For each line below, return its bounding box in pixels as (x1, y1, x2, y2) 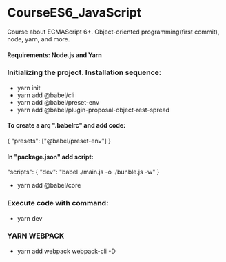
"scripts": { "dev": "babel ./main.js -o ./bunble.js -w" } (7, 168, 160, 177)
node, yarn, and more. (7, 34, 70, 43)
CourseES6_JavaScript (7, 5, 142, 21)
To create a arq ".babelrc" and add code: (7, 121, 126, 130)
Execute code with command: (7, 199, 109, 208)
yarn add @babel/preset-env (17, 98, 100, 106)
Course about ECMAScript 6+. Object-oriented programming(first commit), (7, 28, 220, 36)
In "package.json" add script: (7, 152, 94, 161)
